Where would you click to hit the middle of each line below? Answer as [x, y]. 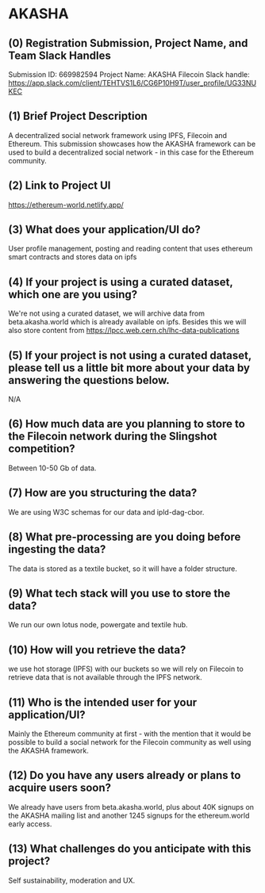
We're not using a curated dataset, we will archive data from [106, 313]
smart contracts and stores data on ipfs [73, 257]
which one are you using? [73, 294]
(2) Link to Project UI [60, 186]
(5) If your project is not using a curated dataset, [130, 355]
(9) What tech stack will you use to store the [119, 593]
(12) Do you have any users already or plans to [125, 775]
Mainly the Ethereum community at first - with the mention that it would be [130, 734]
